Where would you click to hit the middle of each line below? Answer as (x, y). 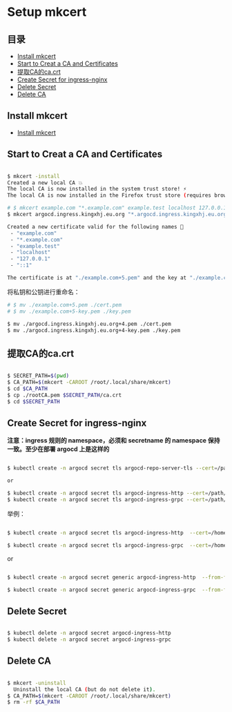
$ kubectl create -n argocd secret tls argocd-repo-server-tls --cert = (112, 468)
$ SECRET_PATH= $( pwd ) (38, 376)
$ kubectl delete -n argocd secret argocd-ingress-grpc (89, 639)
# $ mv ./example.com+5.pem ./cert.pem (65, 305)
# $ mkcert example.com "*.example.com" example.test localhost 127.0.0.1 (117, 208)
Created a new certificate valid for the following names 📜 (96, 227)
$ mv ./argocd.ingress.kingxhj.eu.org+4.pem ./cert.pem (89, 324)
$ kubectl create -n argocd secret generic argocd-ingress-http (101, 577)
